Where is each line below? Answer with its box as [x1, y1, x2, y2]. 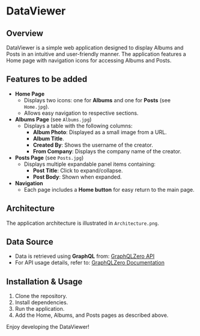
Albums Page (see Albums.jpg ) [14, 115, 92, 123]
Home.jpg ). [23, 103, 50, 110]
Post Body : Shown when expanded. [32, 173, 122, 180]
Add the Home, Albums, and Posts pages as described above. [14, 311, 169, 319]
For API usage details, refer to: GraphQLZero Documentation [14, 259, 165, 266]
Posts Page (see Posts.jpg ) [14, 154, 84, 161]
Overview [6, 28, 44, 38]
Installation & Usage [6, 276, 83, 287]
